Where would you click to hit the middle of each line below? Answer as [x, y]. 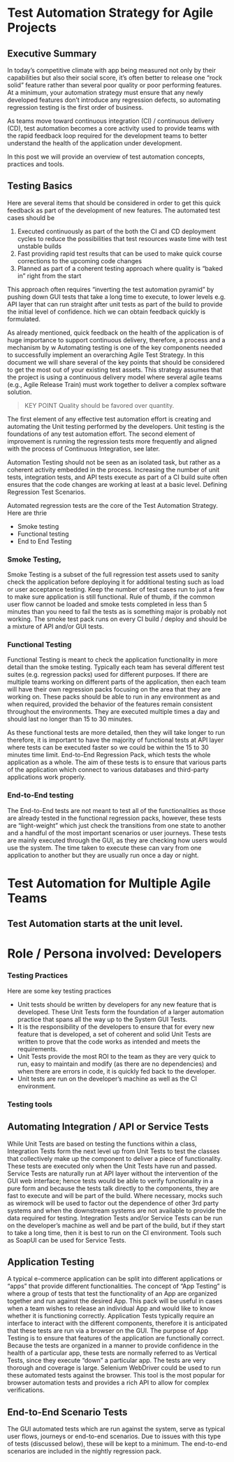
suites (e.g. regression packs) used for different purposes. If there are [108, 675]
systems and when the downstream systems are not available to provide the [117, 1211]
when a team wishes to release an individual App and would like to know [111, 1308]
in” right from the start [49, 276]
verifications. [26, 1390]
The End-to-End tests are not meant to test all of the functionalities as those [116, 810]
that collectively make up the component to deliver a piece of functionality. [115, 1158]
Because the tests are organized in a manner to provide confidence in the [113, 1345]
